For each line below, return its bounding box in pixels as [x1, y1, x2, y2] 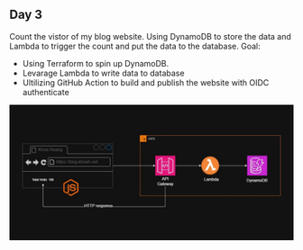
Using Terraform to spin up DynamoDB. [22, 58, 170, 68]
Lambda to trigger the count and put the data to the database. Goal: [9, 40, 261, 51]
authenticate [22, 86, 69, 97]
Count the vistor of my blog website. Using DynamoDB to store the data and [9, 31, 291, 41]
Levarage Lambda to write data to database [22, 67, 185, 78]
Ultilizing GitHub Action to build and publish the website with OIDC [22, 76, 270, 88]
